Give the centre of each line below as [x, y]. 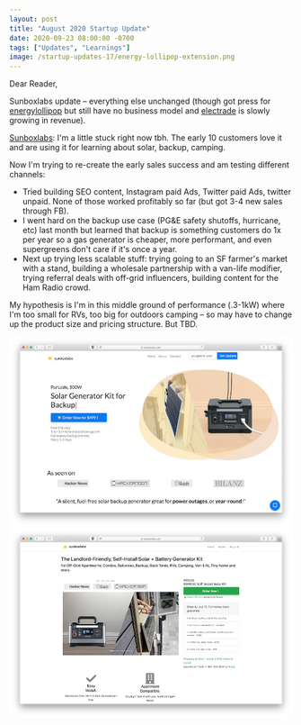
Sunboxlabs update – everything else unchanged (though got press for [140, 101]
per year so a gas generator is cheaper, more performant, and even [147, 240]
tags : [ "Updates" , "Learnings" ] [70, 48]
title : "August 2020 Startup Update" [80, 28]
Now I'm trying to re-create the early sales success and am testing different [150, 165]
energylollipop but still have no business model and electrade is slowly [140, 111]
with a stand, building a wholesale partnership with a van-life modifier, [152, 268]
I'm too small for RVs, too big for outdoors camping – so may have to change [151, 314]
